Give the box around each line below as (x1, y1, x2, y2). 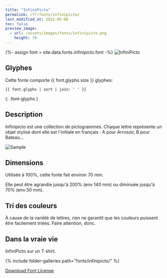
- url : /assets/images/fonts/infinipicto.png (10, 31, 107, 36)
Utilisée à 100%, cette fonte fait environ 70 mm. (5, 172, 104, 178)
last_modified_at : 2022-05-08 (5, 17, 69, 22)
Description (5, 110, 43, 119)
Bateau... (5, 134, 24, 140)
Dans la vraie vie (5, 235, 58, 243)
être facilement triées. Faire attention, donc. (5, 220, 96, 226)
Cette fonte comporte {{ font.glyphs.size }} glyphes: (5, 77, 113, 83)
